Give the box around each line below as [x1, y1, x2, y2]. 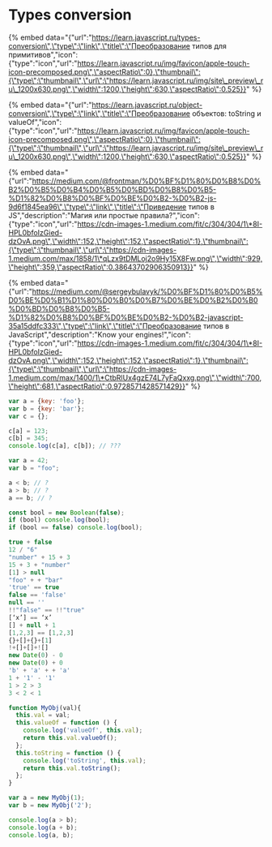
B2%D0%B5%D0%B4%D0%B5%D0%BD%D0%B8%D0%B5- [8, 184, 217, 194]
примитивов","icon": [8, 49, 79, 59]
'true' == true [8, 583, 60, 591]
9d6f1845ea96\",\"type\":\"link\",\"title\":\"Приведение [8, 201, 187, 212]
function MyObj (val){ [8, 703, 82, 712]
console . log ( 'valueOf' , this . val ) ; [23, 726, 143, 735]
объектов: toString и [191, 108, 261, 118]
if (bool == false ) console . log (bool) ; [8, 523, 143, 532]
